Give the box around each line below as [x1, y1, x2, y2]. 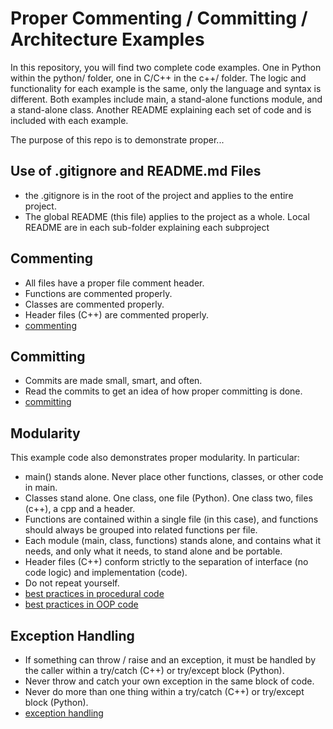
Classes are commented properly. [24, 298, 165, 310]
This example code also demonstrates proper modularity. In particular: [10, 452, 300, 464]
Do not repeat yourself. [24, 577, 120, 589]
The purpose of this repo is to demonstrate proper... [10, 133, 225, 146]
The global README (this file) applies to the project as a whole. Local [24, 210, 310, 222]
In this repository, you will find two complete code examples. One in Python [10, 61, 322, 73]
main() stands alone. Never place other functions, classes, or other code [24, 471, 324, 483]
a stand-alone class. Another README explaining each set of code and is [10, 103, 312, 116]
